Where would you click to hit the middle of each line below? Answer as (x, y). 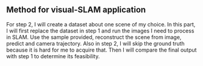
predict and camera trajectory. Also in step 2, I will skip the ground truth (95, 43)
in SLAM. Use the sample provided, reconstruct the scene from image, (94, 37)
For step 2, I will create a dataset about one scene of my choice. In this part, (101, 24)
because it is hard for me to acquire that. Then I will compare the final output (101, 50)
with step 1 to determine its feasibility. (53, 56)
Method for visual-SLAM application (76, 10)
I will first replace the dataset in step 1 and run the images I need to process (100, 31)
